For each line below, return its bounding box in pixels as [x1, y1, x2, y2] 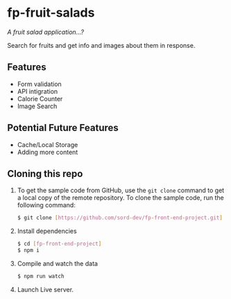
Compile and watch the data [17, 259, 99, 268]
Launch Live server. [17, 285, 74, 293]
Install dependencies [17, 227, 78, 235]
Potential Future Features [7, 122, 119, 134]
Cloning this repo [7, 168, 83, 180]
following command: [17, 201, 76, 210]
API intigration [17, 87, 58, 95]
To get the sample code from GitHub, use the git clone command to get [17, 186, 225, 195]
